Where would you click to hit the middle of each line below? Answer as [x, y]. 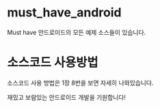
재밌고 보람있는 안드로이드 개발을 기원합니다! [67, 97]
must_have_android [64, 13]
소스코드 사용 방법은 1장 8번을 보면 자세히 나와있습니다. [80, 83]
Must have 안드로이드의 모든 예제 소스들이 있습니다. [77, 32]
